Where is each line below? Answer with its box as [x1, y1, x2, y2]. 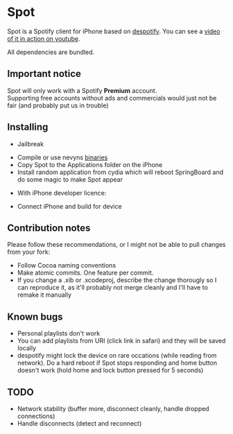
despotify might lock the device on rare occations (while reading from [17, 351, 217, 360]
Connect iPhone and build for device [17, 202, 123, 210]
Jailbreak [17, 139, 44, 148]
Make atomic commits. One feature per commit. [17, 268, 154, 277]
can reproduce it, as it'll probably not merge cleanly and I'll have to [17, 284, 208, 292]
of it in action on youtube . [7, 34, 80, 42]
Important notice [7, 68, 82, 80]
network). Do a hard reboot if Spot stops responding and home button [17, 358, 217, 367]
